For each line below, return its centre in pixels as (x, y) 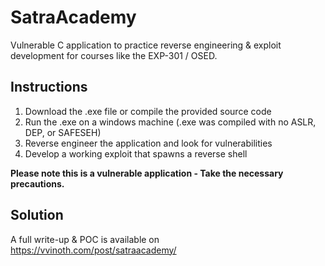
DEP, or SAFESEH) (63, 132)
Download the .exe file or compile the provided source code (148, 111)
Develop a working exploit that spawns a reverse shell (136, 153)
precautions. (37, 183)
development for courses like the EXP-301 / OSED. (114, 55)
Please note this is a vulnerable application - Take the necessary (147, 173)
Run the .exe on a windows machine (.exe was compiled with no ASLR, (170, 122)
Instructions (49, 87)
